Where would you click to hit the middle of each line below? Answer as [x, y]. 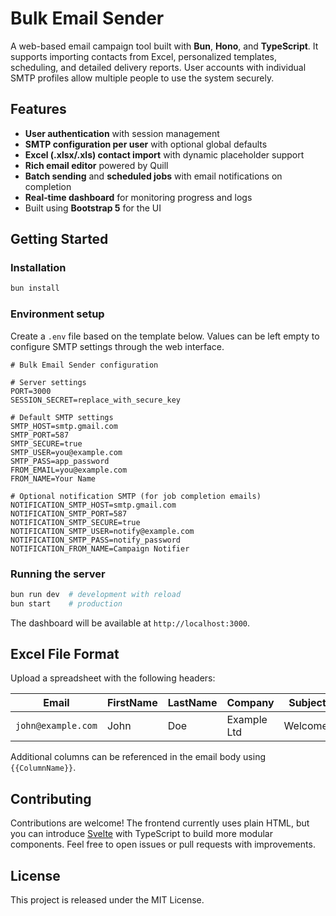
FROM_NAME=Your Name [53, 478]
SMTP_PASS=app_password [60, 461]
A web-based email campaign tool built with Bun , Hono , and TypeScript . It [164, 46]
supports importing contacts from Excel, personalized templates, [143, 56]
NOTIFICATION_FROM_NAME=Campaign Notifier [100, 548]
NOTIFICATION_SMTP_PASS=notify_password [96, 540]
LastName [192, 703]
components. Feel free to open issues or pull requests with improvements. [163, 844]
